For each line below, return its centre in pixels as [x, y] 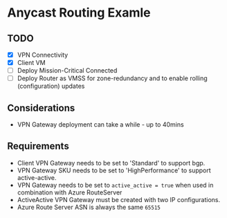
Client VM [31, 63]
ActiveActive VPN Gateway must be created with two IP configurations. [119, 199]
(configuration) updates [51, 86]
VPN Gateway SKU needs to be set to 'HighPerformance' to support [114, 170]
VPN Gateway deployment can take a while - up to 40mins [101, 125]
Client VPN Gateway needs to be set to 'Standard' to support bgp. [111, 163]
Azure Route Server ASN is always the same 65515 [89, 207]
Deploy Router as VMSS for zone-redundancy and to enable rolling [112, 78]
